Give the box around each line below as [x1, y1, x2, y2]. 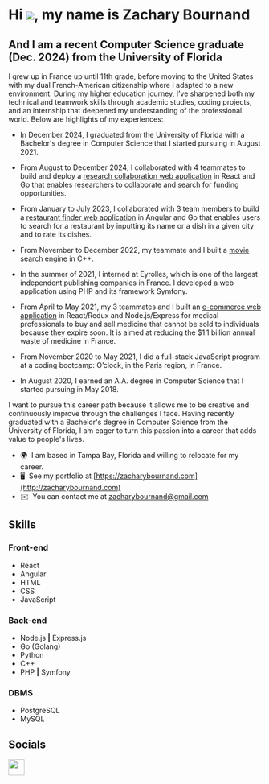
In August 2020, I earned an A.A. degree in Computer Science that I [19, 376, 244, 386]
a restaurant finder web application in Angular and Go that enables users [19, 213, 261, 222]
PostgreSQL [19, 706, 60, 716]
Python [19, 650, 44, 659]
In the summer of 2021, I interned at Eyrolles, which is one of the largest [19, 270, 259, 279]
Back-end [8, 614, 47, 625]
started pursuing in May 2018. [19, 385, 119, 394]
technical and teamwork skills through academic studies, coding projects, [8, 97, 252, 106]
